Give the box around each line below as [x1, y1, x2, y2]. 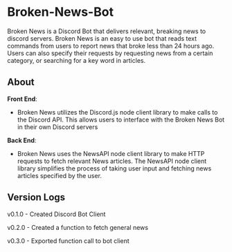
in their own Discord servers [17, 122, 98, 131]
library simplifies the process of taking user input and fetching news [17, 164, 212, 173]
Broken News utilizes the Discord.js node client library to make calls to [17, 108, 218, 116]
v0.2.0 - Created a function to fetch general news [7, 223, 149, 231]
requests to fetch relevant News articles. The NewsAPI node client [17, 157, 207, 165]
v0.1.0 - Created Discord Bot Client [7, 210, 106, 218]
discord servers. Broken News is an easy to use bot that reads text [7, 34, 197, 42]
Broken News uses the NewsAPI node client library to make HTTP [17, 149, 205, 157]
